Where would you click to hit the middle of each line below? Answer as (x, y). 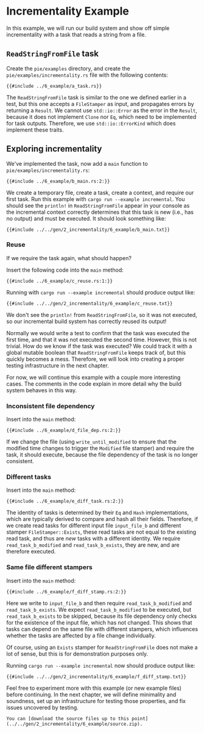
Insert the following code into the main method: (65, 270)
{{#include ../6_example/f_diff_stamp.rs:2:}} (66, 592)
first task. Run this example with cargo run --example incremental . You (96, 199)
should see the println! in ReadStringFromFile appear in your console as (98, 205)
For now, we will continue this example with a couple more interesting (93, 377)
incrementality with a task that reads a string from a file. (76, 34)
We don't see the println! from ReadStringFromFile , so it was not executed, (102, 314)
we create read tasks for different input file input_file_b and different (94, 526)
